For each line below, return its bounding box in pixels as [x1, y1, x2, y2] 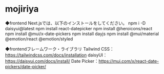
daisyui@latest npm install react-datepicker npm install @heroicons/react [5, 25, 153, 31]
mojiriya [5, 3, 39, 15]
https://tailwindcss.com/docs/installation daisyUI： [5, 52, 107, 58]
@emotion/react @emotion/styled [5, 36, 73, 42]
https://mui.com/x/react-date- [98, 58, 159, 64]
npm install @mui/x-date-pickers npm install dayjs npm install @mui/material [5, 31, 159, 37]
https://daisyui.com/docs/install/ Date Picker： [5, 58, 99, 64]
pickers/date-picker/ [5, 63, 46, 69]
